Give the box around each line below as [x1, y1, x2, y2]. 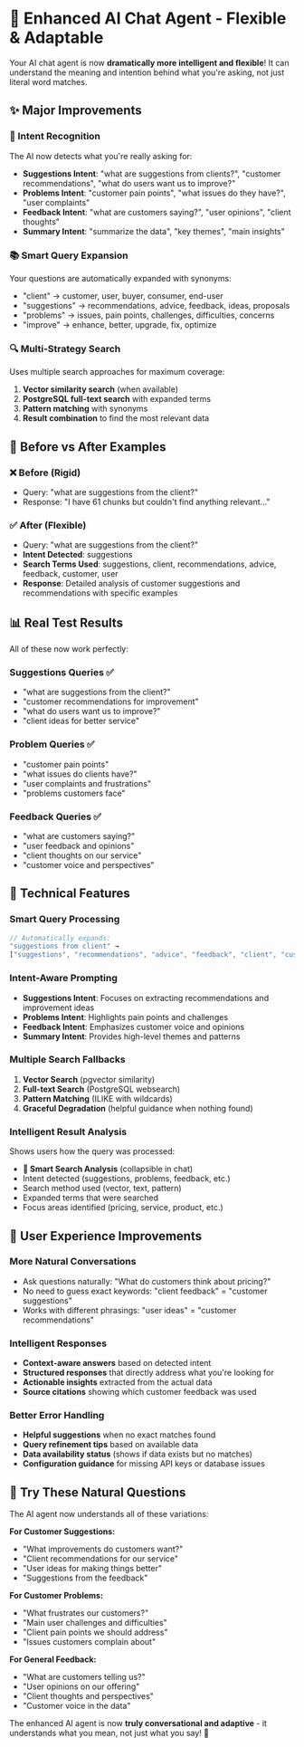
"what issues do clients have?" [22, 768, 138, 779]
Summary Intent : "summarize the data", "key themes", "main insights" [22, 225, 285, 236]
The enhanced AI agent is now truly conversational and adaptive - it [9, 1718, 267, 1729]
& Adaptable [9, 27, 104, 48]
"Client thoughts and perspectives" [22, 1691, 154, 1702]
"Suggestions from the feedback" [22, 1572, 148, 1583]
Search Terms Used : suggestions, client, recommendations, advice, [22, 558, 277, 569]
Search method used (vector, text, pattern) [22, 1183, 183, 1194]
